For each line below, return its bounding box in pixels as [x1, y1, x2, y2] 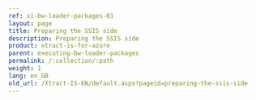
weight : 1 [8, 65, 42, 73]
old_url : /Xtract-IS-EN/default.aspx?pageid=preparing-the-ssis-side [8, 79, 249, 87]
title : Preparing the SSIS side [8, 27, 117, 35]
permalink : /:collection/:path [8, 57, 114, 65]
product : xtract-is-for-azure [8, 42, 111, 50]
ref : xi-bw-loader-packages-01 [8, 11, 114, 20]
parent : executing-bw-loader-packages [8, 49, 139, 57]
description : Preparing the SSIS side [8, 34, 139, 43]
